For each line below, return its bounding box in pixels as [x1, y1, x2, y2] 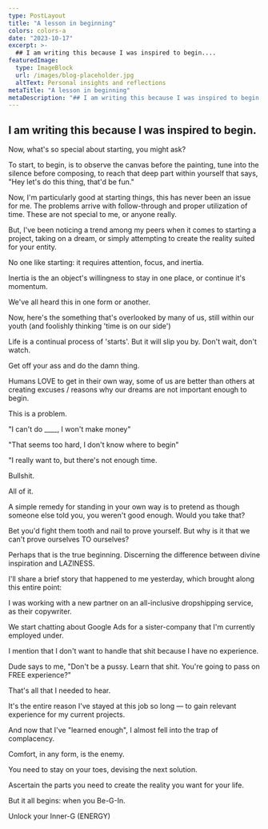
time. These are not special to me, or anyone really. [8, 210, 178, 219]
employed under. [8, 630, 64, 641]
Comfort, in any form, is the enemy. [8, 750, 125, 759]
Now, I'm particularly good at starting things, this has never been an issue [8, 193, 251, 203]
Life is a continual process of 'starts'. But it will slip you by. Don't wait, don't [8, 337, 258, 347]
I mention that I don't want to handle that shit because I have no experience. [8, 646, 259, 656]
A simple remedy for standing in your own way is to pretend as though [8, 502, 240, 512]
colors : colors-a [8, 26, 66, 34]
